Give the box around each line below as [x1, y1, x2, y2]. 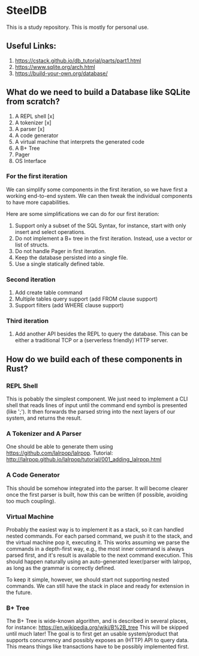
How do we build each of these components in [6, 354, 183, 364]
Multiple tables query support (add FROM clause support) [14, 295, 158, 302]
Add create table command [14, 289, 83, 296]
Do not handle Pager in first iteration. [14, 247, 106, 254]
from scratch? [6, 97, 60, 107]
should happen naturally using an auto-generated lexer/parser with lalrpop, [6, 558, 192, 565]
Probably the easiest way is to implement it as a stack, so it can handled [6, 526, 184, 533]
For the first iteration [6, 172, 68, 180]
